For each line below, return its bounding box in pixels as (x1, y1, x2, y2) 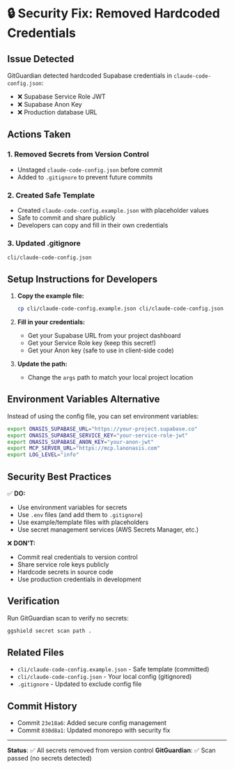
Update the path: (17, 359, 68, 368)
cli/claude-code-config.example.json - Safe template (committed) (17, 665, 210, 673)
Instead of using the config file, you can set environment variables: (7, 412, 199, 420)
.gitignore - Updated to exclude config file (17, 680, 142, 688)
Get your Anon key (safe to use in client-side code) (27, 346, 174, 354)
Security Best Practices (7, 470, 112, 482)
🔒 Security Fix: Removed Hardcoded (7, 6, 221, 22)
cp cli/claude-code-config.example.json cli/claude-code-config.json (17, 305, 224, 313)
